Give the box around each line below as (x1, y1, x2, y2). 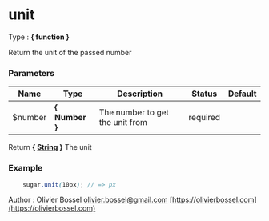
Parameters (8, 67, 54, 78)
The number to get (98, 106, 170, 118)
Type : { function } (8, 32, 70, 42)
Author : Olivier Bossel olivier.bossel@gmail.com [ (8, 195, 173, 205)
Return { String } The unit (8, 143, 92, 152)
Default (227, 88, 257, 99)
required (188, 112, 221, 123)
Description (117, 88, 163, 99)
